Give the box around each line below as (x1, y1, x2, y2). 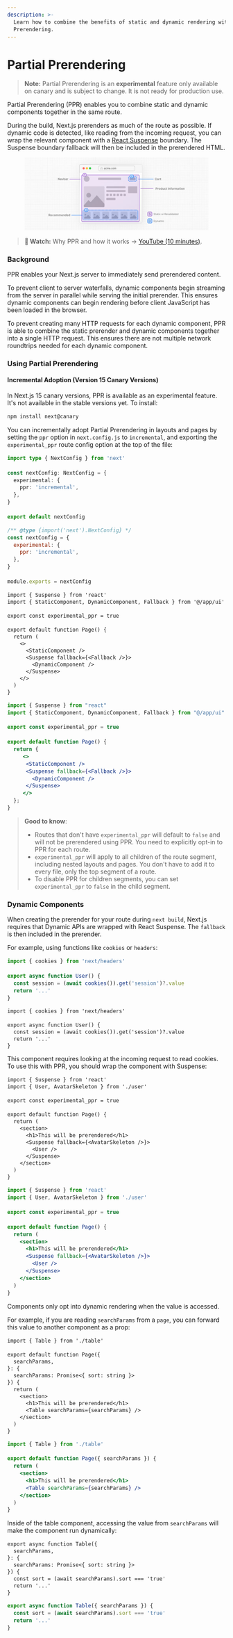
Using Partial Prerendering (7, 359, 98, 368)
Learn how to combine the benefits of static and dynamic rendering (13, 18, 216, 26)
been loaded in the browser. (7, 306, 87, 314)
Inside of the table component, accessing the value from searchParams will (7, 1519, 219, 1528)
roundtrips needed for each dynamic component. (7, 341, 148, 350)
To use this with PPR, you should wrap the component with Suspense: (7, 1062, 207, 1070)
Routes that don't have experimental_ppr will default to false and (34, 830, 221, 839)
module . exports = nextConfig (7, 578, 92, 585)
